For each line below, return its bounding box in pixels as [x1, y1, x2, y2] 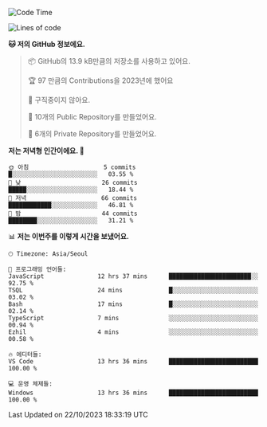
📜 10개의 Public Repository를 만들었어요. [27, 112, 157, 121]
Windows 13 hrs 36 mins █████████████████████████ [8, 389, 259, 397]
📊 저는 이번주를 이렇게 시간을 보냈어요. [8, 232, 130, 241]
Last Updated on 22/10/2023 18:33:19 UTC [8, 410, 149, 419]
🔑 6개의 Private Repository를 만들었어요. [27, 129, 157, 139]
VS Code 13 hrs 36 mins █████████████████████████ [8, 358, 259, 366]
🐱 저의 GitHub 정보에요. [8, 40, 85, 49]
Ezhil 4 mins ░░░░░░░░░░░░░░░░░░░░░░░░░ [8, 328, 259, 336]
